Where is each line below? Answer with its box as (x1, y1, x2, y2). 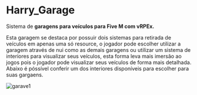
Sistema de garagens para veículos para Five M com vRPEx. (6, 23, 155, 30)
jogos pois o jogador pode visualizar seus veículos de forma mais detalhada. (6, 59, 192, 66)
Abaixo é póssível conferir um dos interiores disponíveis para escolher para (6, 65, 189, 72)
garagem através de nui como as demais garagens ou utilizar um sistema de (6, 46, 191, 53)
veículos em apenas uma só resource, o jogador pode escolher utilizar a (6, 40, 181, 47)
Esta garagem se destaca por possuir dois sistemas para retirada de (6, 34, 172, 41)
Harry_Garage (6, 3, 75, 17)
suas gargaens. (6, 71, 44, 78)
